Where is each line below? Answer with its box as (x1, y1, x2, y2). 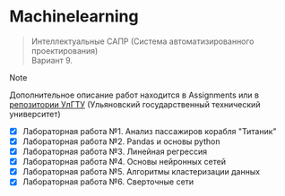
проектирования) (30, 45, 99, 55)
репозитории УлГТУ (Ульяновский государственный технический (9, 98, 261, 109)
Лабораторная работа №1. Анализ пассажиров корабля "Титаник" (22, 125, 277, 136)
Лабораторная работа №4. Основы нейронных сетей (22, 157, 227, 167)
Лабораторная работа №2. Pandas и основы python (22, 136, 220, 147)
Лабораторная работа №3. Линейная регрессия (22, 146, 208, 158)
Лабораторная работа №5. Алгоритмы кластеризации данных (22, 166, 261, 177)
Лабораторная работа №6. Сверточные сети (22, 176, 194, 187)
